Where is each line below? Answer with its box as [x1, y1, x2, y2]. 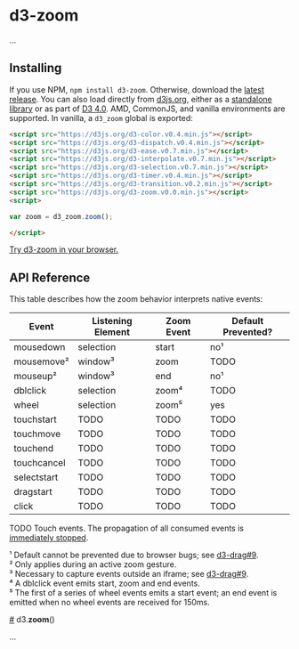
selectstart [13, 471, 59, 483]
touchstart [13, 413, 57, 426]
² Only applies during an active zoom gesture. [9, 559, 177, 570]
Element [94, 326, 131, 338]
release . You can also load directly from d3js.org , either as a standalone [9, 93, 273, 104]
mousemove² [13, 355, 69, 368]
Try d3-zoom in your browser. [9, 244, 118, 255]
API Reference [9, 270, 91, 285]
